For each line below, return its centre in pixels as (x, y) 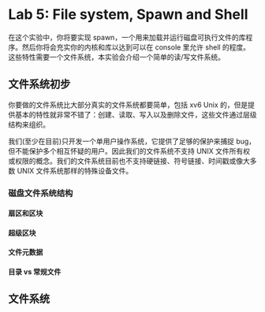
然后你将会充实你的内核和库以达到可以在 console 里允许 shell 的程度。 (136, 47)
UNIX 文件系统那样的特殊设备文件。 (75, 170)
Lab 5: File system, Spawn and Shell (128, 15)
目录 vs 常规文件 (35, 272)
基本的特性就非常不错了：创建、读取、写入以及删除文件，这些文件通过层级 (136, 114)
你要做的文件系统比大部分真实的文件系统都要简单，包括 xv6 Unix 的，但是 (128, 105)
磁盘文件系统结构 (41, 193)
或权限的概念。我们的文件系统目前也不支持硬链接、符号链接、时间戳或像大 (129, 161)
